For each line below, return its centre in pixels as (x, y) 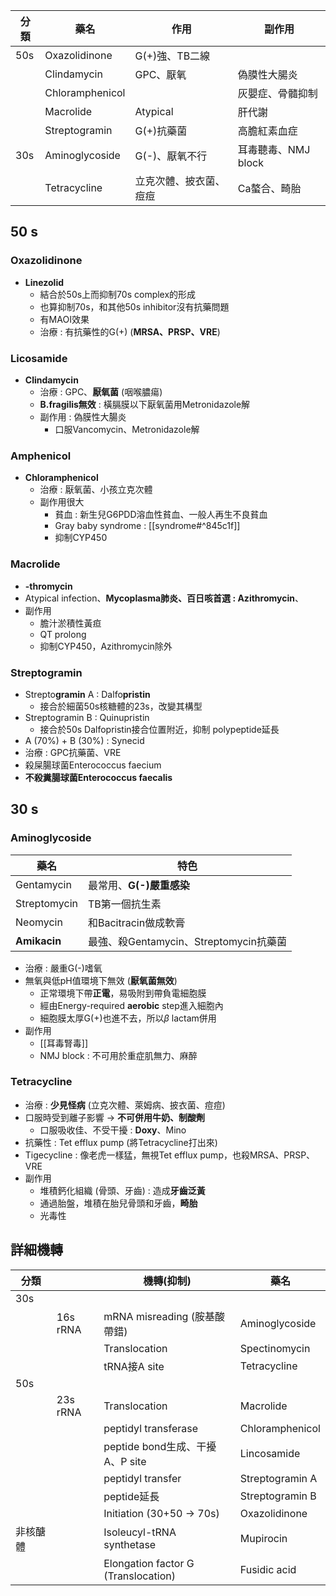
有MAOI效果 (64, 319)
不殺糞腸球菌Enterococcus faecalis (98, 777)
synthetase (130, 1544)
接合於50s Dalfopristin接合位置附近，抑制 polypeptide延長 (159, 729)
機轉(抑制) (167, 1281)
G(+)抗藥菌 (161, 131)
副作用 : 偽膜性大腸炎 (83, 416)
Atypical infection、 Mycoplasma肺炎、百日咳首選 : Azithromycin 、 (164, 598)
